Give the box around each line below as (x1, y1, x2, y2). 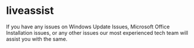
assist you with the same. (6, 35, 68, 42)
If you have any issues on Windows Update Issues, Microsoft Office (6, 23, 170, 30)
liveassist (6, 4, 54, 17)
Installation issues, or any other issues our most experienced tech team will (6, 29, 188, 36)
